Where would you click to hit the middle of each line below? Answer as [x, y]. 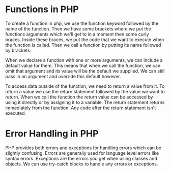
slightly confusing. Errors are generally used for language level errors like [82, 153]
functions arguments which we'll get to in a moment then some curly [77, 34]
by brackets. [18, 50]
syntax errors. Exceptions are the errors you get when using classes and [81, 158]
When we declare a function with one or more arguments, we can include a [84, 60]
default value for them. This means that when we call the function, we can [83, 65]
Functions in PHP [42, 9]
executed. [16, 113]
